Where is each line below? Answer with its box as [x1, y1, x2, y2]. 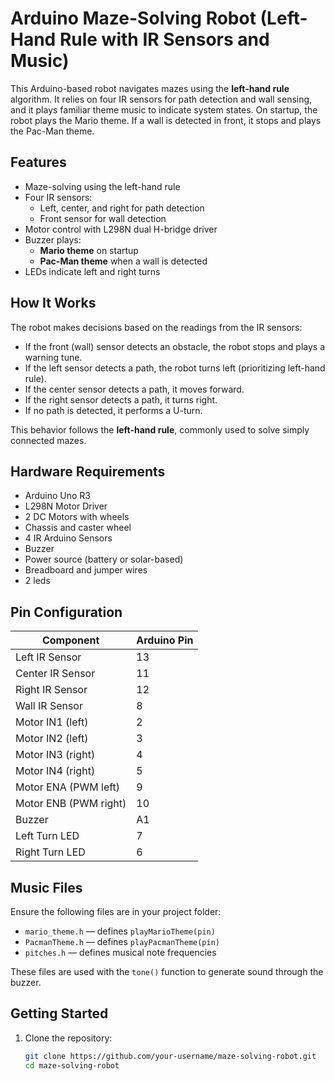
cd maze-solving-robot [24, 1060, 120, 1071]
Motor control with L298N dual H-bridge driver [24, 223, 218, 235]
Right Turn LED [15, 845, 86, 859]
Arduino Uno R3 [24, 490, 92, 502]
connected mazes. [10, 434, 87, 446]
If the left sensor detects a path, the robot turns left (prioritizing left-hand [24, 362, 326, 374]
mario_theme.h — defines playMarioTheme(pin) [24, 925, 216, 937]
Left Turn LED [15, 829, 80, 843]
